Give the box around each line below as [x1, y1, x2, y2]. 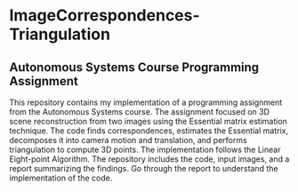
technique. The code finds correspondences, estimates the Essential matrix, [9, 125, 289, 136]
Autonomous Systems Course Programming [9, 60, 260, 75]
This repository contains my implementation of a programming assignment [9, 97, 283, 108]
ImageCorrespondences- [9, 5, 200, 26]
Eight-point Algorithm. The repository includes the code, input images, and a [9, 154, 290, 164]
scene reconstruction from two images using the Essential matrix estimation [9, 116, 287, 126]
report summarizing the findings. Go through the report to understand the [9, 164, 278, 173]
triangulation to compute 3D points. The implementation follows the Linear [9, 144, 281, 155]
